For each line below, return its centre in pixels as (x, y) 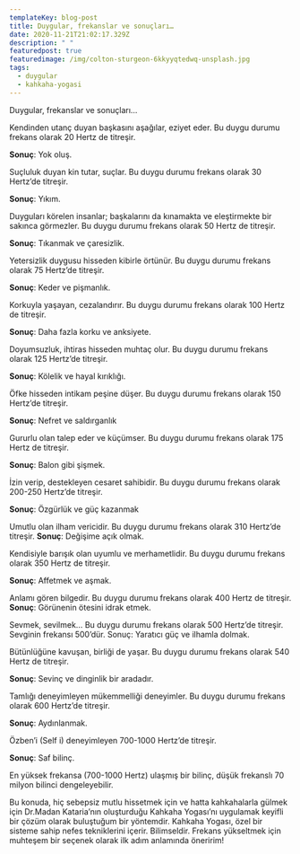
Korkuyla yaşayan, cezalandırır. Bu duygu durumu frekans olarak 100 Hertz (147, 304)
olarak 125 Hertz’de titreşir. (59, 358)
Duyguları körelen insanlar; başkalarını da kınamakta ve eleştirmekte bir (141, 216)
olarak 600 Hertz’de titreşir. (60, 705)
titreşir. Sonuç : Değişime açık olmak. (77, 536)
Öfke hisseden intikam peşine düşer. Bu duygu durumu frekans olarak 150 (146, 393)
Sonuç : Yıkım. (35, 198)
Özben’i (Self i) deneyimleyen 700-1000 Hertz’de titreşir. (113, 740)
